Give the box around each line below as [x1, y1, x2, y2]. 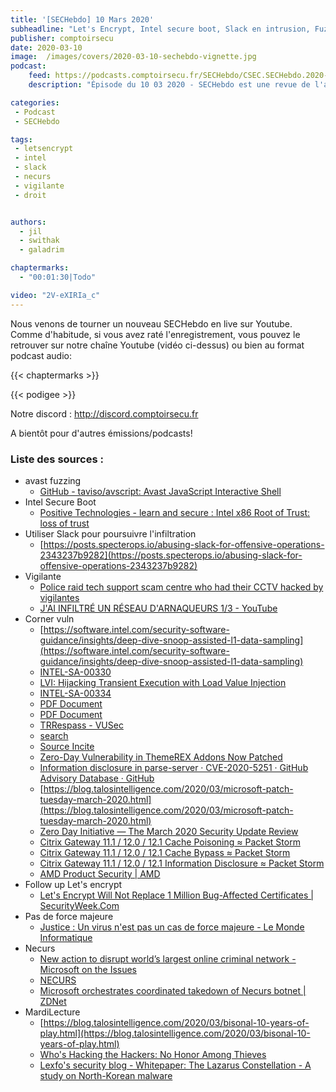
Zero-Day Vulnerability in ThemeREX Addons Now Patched [39, 751, 283, 763]
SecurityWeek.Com [39, 899, 120, 911]
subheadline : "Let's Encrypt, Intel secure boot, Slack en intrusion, [10, 24, 311, 34]
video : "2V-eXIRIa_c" [10, 290, 101, 300]
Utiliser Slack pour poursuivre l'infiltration [24, 527, 197, 540]
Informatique [39, 931, 93, 943]
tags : [10, 134, 33, 145]
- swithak [19, 236, 60, 246]
